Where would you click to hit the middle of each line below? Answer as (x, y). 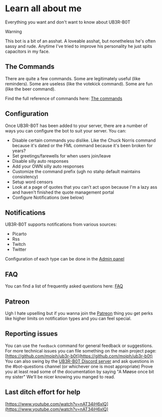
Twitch (19, 244)
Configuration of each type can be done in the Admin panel (65, 259)
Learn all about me (43, 9)
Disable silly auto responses (40, 161)
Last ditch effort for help (43, 392)
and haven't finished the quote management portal (63, 192)
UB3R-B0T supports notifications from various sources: (61, 224)
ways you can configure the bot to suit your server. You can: (66, 131)
